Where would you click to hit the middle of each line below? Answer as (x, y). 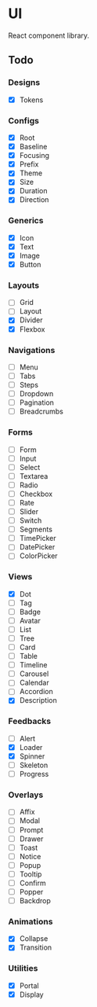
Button (30, 264)
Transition (36, 947)
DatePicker (37, 547)
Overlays (26, 795)
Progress (34, 774)
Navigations (32, 350)
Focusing (34, 156)
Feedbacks (30, 722)
